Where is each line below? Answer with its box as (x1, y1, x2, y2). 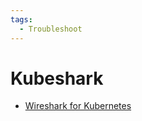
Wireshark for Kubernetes (24, 100, 132, 112)
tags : (10, 14, 33, 25)
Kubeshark (10, 67, 104, 90)
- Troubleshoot (19, 24, 83, 34)
